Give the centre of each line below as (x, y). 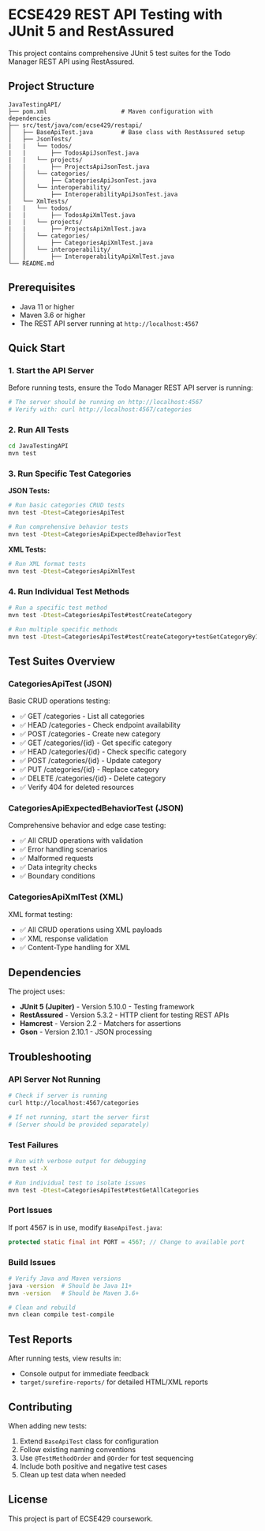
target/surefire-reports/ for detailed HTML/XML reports (114, 1382)
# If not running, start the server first (79, 1117)
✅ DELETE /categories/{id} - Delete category (93, 778)
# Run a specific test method (58, 608)
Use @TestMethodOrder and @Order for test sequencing (106, 1458)
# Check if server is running (58, 1096)
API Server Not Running (54, 1079)
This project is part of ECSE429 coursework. (81, 1518)
